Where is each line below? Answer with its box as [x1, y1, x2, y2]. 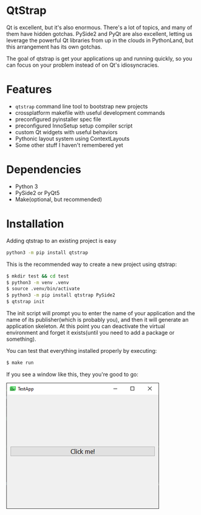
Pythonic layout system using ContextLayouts [15, 135, 130, 142]
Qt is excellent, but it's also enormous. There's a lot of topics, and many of [6, 24, 192, 31]
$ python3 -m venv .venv [6, 279, 69, 285]
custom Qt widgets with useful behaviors [15, 128, 118, 135]
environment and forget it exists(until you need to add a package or [6, 329, 175, 336]
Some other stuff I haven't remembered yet [15, 141, 123, 149]
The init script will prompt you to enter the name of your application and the [6, 310, 196, 316]
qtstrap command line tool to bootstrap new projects [15, 103, 148, 110]
